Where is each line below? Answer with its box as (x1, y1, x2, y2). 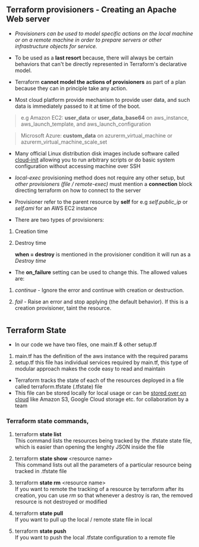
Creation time (14, 228, 49, 235)
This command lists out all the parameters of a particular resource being (14, 461, 192, 468)
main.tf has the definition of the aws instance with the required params (14, 353, 188, 360)
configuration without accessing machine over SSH (14, 162, 141, 169)
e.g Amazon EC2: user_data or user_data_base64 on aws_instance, (20, 114, 189, 121)
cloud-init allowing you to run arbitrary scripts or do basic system (14, 156, 175, 163)
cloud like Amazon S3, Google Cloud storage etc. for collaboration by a (14, 396, 189, 403)
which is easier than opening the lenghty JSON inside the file (14, 443, 165, 450)
